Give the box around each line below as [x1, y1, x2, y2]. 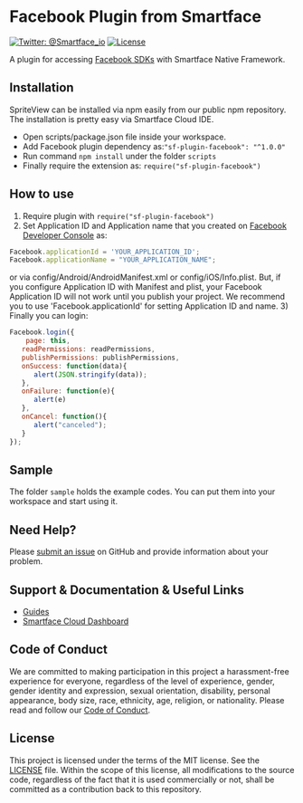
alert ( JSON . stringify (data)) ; [33, 369, 147, 379]
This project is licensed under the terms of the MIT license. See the [9, 754, 260, 766]
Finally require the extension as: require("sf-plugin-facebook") [22, 160, 261, 171]
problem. [9, 556, 43, 567]
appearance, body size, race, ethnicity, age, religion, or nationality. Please [9, 694, 285, 705]
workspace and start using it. [9, 496, 118, 507]
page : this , [25, 337, 71, 346]
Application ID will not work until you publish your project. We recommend [9, 292, 286, 302]
